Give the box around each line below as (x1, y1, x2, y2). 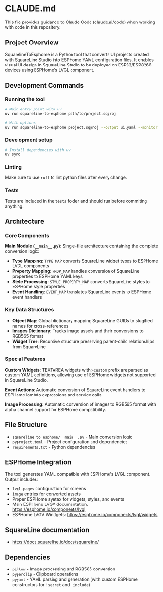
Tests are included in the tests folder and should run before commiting (5, 198, 147, 204)
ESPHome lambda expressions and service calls (5, 392, 102, 397)
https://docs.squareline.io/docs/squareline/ (12, 539, 99, 545)
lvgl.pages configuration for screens (12, 486, 86, 492)
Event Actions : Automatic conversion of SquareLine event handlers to (5, 387, 145, 393)
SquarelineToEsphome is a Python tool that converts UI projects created (5, 51, 149, 57)
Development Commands (5, 81, 84, 89)
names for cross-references (12, 323, 69, 329)
